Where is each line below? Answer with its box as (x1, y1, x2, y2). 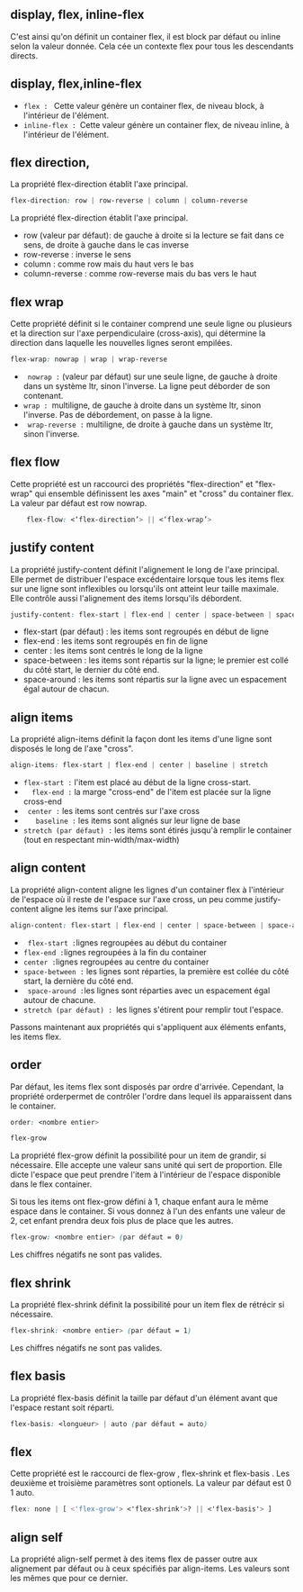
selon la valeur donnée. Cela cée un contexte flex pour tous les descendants (10, 41, 294, 51)
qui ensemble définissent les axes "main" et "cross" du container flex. (34, 488, 294, 499)
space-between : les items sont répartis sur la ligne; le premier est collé (22, 655, 289, 665)
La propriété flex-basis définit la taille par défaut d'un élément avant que (10, 1392, 278, 1403)
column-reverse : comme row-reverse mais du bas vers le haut (22, 268, 257, 279)
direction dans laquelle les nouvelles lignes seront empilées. (10, 338, 233, 348)
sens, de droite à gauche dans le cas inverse (22, 240, 190, 250)
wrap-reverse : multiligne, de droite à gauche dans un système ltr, (27, 419, 273, 430)
